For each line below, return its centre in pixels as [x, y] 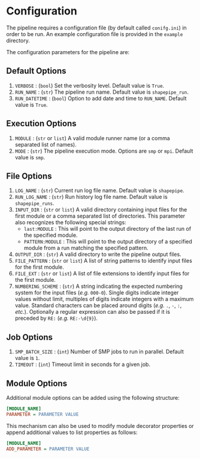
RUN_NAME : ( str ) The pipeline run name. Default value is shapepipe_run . [101, 92]
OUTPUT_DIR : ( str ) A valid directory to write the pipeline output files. [98, 254]
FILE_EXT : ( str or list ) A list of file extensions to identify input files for [102, 273]
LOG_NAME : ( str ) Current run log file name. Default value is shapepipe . [99, 191]
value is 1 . [27, 358]
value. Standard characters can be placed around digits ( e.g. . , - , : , [98, 305]
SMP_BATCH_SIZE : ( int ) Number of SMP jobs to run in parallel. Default [99, 352]
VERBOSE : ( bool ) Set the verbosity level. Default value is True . [90, 85]
